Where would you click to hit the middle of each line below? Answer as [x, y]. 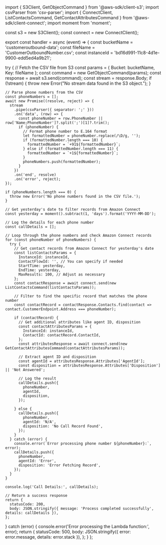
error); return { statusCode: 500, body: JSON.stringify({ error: [68, 532]
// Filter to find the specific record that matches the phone [81, 296]
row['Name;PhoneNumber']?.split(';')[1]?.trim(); [57, 123]
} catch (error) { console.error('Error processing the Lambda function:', [77, 526]
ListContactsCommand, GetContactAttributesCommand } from [69, 18]
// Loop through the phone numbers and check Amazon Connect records [79, 235]
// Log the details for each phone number [50, 222]
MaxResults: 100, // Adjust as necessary [62, 274]
